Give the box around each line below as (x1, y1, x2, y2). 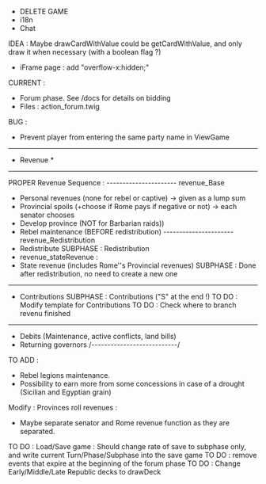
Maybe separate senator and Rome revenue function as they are (19, 418, 230, 427)
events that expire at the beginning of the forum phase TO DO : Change (8, 459, 241, 468)
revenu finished (19, 309, 71, 318)
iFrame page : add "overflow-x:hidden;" (19, 63, 150, 72)
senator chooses (19, 210, 75, 219)
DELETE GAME (19, 7, 69, 16)
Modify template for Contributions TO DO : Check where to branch (19, 300, 237, 310)
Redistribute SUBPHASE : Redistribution (19, 244, 150, 253)
